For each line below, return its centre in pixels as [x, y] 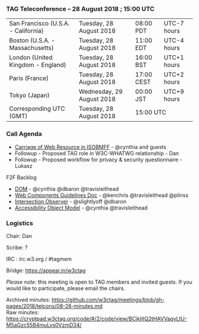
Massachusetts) [32, 48]
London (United [31, 58]
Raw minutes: [23, 312]
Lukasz [23, 166]
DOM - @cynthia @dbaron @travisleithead [67, 189]
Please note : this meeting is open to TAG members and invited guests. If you [99, 282]
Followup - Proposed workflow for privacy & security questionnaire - [98, 160]
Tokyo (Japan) [30, 96]
